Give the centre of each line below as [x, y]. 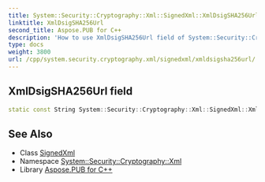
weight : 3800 [30, 52]
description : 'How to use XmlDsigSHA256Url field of [97, 37]
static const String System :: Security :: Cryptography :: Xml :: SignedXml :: [128, 110]
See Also [30, 134]
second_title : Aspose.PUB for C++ [65, 30]
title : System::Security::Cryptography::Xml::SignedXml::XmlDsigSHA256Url [134, 15]
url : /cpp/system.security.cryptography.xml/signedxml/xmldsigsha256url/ [132, 60]
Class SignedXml [47, 153]
